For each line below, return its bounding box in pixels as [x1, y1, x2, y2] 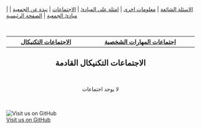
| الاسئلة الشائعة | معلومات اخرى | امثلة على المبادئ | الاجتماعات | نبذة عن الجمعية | [6, 6, 193, 13]
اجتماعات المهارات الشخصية [104, 38, 176, 46]
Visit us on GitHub [6, 116, 51, 123]
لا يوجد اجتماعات [82, 85, 119, 93]
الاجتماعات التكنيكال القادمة [55, 58, 146, 68]
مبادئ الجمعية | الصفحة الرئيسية [6, 12, 78, 19]
